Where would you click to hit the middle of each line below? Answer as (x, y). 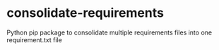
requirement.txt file (35, 39)
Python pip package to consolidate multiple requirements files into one (109, 32)
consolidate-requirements (85, 13)
